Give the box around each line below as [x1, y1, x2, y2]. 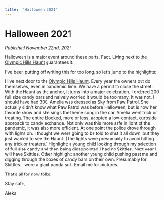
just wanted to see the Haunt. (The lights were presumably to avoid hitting [5, 135, 154, 141]
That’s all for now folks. [5, 171, 52, 177]
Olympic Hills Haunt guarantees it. [5, 59, 74, 65]
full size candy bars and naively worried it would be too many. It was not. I [5, 94, 155, 100]
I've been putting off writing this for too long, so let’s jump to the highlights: [5, 69, 157, 75]
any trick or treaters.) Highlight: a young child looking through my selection [5, 141, 156, 147]
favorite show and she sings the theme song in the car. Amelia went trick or [5, 109, 157, 115]
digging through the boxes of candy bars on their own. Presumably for [5, 156, 147, 162]
